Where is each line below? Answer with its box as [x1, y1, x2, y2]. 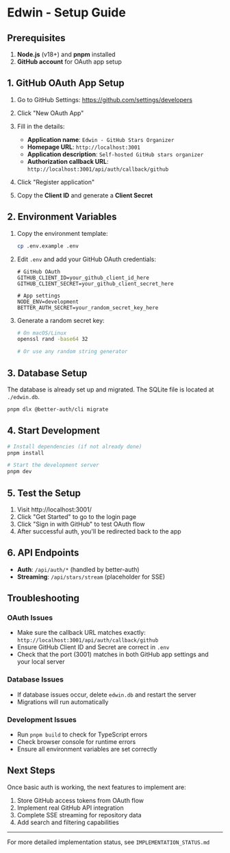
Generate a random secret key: [16, 316, 105, 324]
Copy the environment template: [16, 229, 108, 237]
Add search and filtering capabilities [16, 818, 120, 826]
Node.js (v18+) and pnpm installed [16, 50, 116, 58]
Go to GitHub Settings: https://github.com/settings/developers [16, 95, 193, 104]
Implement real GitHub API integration [16, 804, 125, 812]
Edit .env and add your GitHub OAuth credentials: [16, 255, 156, 263]
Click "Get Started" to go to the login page [16, 512, 137, 520]
